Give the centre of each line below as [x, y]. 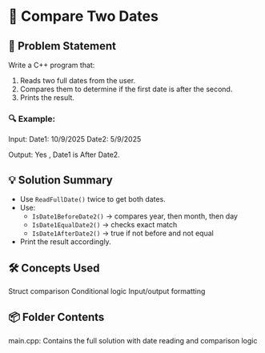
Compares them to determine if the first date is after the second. [126, 89]
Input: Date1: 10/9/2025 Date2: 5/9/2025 [75, 139]
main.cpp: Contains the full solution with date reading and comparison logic [133, 340]
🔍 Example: [32, 118]
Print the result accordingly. [66, 242]
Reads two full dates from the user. [78, 80]
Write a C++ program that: [52, 65]
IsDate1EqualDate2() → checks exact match [104, 225]
